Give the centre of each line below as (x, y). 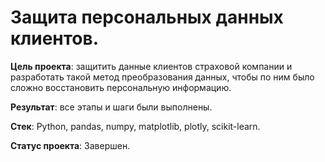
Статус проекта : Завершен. (70, 145)
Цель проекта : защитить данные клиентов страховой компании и (151, 66)
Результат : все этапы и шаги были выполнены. (111, 107)
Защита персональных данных (147, 17)
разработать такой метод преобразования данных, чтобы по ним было (162, 77)
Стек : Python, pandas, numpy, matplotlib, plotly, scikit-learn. (135, 126)
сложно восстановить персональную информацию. (121, 87)
